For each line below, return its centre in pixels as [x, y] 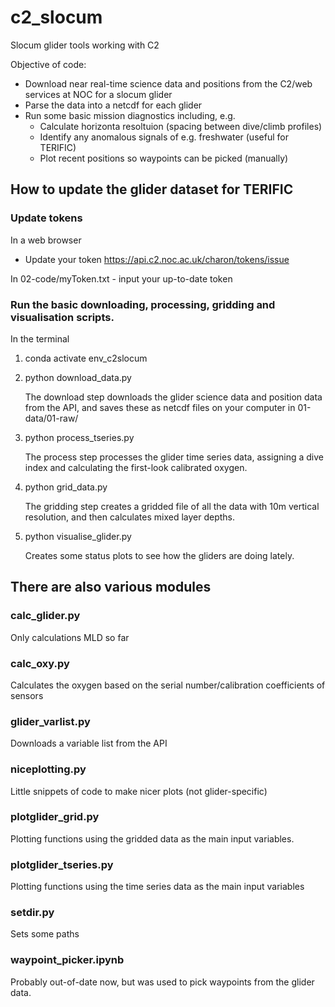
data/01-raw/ [51, 418]
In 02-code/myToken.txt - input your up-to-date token [121, 278]
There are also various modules [111, 587]
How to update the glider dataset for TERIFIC [152, 189]
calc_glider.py [45, 616]
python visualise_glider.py [78, 536]
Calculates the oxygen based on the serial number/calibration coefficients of [168, 685]
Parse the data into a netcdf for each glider [113, 105]
